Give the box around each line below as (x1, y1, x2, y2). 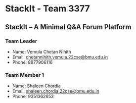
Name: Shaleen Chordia (12, 83, 61, 89)
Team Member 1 (5, 71, 45, 78)
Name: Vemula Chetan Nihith (12, 49, 72, 54)
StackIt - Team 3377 (5, 3, 90, 14)
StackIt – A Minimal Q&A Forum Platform (5, 23, 132, 31)
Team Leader (5, 38, 38, 45)
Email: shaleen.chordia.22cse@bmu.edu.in (12, 88, 100, 94)
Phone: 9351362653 (12, 94, 54, 100)
